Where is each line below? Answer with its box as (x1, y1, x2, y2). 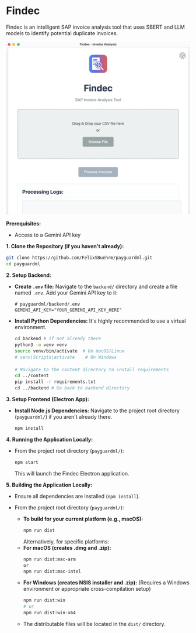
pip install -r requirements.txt (14, 379, 96, 385)
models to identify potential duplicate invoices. (6, 29, 118, 36)
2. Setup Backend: (6, 272, 51, 279)
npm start (14, 459, 39, 465)
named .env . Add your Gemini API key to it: (14, 289, 118, 296)
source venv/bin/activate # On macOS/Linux (14, 348, 125, 354)
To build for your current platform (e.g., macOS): (23, 515, 143, 522)
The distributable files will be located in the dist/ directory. (23, 620, 166, 627)
